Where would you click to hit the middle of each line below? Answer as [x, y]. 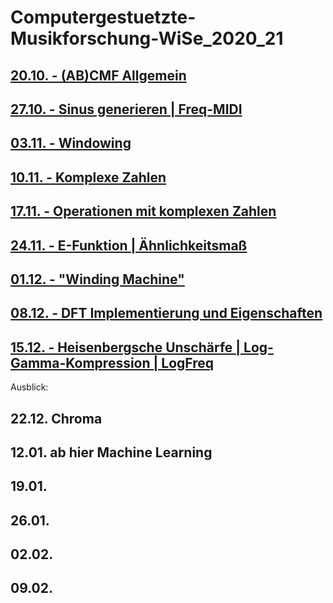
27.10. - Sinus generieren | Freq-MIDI [126, 109]
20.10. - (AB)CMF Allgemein [98, 75]
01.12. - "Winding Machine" [97, 279]
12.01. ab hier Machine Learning [111, 452]
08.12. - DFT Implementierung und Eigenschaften [166, 313]
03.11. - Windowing [71, 143]
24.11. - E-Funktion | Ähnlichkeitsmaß [129, 245]
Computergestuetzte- [103, 17]
